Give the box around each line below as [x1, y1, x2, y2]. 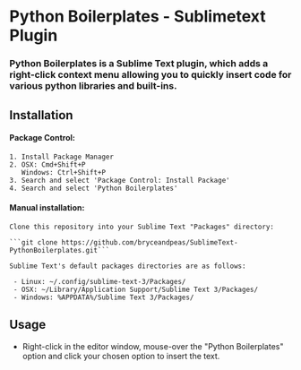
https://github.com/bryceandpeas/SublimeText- [61, 237, 239, 247]
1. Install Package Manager [9, 152, 115, 161]
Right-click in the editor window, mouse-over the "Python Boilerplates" [21, 340, 284, 351]
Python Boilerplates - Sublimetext [9, 6, 266, 27]
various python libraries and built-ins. [9, 80, 177, 92]
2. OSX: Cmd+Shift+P [9, 159, 87, 169]
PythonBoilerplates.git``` [9, 245, 110, 254]
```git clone [9, 237, 58, 247]
